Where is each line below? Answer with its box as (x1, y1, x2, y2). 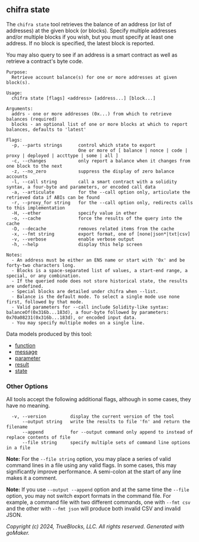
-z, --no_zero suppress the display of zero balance (11, 168, 175, 174)
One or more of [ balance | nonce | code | (78, 147, 188, 153)
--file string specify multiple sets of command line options (21, 440, 191, 446)
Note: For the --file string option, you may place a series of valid (6, 455, 172, 463)
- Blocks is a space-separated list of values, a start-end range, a (11, 267, 188, 273)
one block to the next (6, 163, 63, 169)
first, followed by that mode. (6, 298, 84, 305)
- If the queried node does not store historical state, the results (11, 278, 188, 284)
